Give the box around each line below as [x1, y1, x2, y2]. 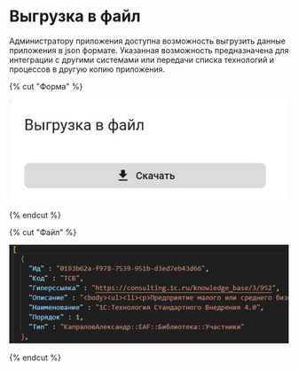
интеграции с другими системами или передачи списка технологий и [9, 54, 275, 65]
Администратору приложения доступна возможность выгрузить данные [9, 35, 286, 46]
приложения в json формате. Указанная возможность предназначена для [9, 44, 289, 55]
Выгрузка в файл [9, 6, 141, 27]
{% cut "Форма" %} [9, 81, 83, 91]
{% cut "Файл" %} [9, 227, 77, 238]
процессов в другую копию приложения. [9, 64, 166, 75]
